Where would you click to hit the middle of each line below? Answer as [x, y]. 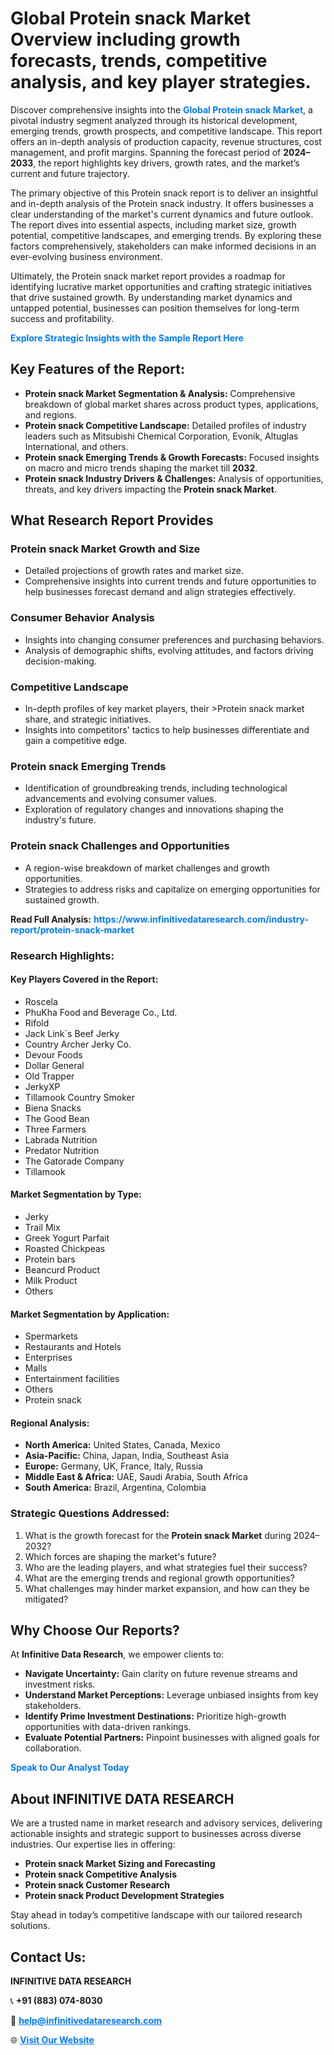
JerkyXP [42, 1086]
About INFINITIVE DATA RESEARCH [122, 1798]
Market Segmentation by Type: [76, 1194]
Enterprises [48, 1358]
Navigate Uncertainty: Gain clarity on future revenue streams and [161, 1674]
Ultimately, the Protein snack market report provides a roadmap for [148, 276]
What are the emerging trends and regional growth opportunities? [159, 1578]
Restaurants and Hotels [73, 1347]
